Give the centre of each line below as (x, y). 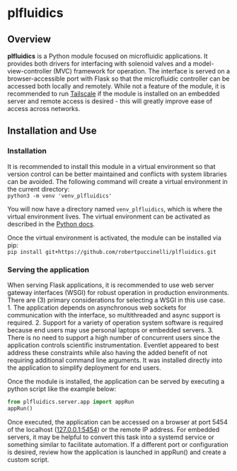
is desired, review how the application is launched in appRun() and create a (117, 452)
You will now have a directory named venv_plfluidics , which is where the (115, 209)
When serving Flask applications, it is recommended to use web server (111, 285)
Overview (29, 39)
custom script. (28, 459)
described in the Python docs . (51, 223)
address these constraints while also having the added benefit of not (107, 352)
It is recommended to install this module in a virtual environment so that (111, 166)
